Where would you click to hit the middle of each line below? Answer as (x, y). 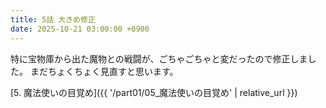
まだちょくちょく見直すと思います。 (104, 71)
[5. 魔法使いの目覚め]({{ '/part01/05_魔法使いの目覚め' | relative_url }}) (154, 92)
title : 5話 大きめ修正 (53, 19)
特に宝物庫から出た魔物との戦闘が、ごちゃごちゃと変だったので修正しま (159, 58)
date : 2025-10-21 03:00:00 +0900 (80, 29)
